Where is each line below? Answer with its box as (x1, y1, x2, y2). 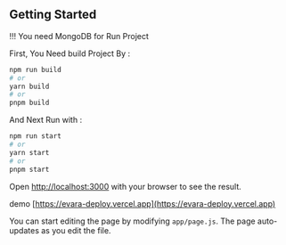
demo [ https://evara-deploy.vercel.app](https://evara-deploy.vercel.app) (9, 198, 276, 208)
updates (9, 225, 40, 235)
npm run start (9, 132, 62, 141)
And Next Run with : (9, 115, 83, 126)
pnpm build (9, 98, 50, 108)
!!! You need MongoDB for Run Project (9, 30, 150, 41)
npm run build (9, 65, 62, 74)
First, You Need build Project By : (9, 48, 131, 59)
